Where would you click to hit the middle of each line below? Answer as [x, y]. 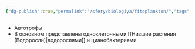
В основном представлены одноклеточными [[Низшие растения [95, 34]
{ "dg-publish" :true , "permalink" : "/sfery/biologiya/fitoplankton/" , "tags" [98, 11]
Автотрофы [28, 28]
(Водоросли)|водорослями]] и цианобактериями [75, 40]
